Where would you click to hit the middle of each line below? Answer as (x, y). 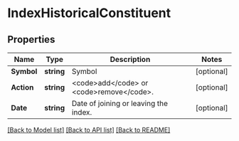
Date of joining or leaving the (120, 103)
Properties (31, 40)
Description (130, 59)
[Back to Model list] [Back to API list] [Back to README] (89, 130)
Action (22, 87)
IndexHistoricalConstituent (89, 13)
